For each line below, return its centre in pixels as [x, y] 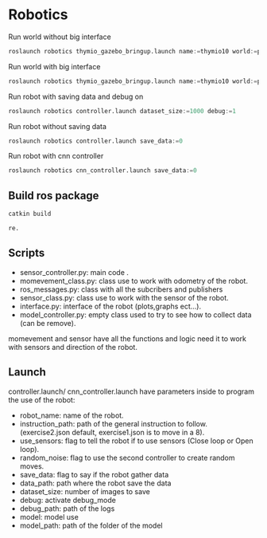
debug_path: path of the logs [67, 509]
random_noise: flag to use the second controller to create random [128, 457]
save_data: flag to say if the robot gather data [94, 474]
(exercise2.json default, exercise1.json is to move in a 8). [112, 432]
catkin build [30, 214]
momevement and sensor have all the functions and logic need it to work [128, 338]
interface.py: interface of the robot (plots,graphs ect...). [110, 306]
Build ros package [54, 196]
